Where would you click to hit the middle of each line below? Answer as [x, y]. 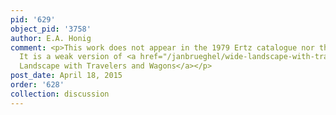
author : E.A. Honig [51, 38]
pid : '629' [33, 19]
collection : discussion [60, 94]
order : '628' [37, 85]
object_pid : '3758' [51, 29]
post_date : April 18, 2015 [66, 76]
